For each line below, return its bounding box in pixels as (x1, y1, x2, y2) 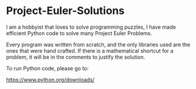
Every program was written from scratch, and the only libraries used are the (6, 41, 191, 48)
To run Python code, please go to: (6, 64, 89, 71)
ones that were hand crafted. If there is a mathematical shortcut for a (6, 47, 174, 54)
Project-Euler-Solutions (6, 4, 125, 18)
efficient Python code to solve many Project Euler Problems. (6, 29, 152, 36)
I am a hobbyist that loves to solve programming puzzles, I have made (6, 23, 176, 30)
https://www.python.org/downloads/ (6, 76, 95, 83)
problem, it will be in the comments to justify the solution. (6, 53, 146, 60)
